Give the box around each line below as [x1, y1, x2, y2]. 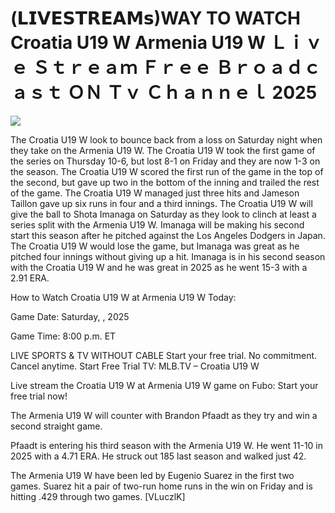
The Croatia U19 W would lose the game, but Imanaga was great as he [10, 240, 300, 252]
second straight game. [10, 420, 103, 432]
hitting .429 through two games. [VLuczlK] [10, 490, 186, 502]
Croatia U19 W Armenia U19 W [10, 32, 267, 54]
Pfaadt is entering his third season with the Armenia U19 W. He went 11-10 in [10, 439, 324, 451]
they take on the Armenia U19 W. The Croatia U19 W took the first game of [10, 144, 316, 156]
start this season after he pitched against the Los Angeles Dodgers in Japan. [10, 229, 326, 241]
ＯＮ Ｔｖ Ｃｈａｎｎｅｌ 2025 [66, 82, 318, 104]
